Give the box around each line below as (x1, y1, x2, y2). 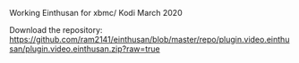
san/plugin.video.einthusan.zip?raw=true (9, 43, 161, 54)
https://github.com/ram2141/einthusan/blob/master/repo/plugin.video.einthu (9, 35, 290, 44)
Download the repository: (9, 25, 103, 35)
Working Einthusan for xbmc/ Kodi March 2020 (9, 8, 183, 18)
